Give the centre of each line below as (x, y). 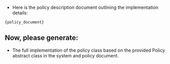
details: (20, 13)
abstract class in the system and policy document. (65, 55)
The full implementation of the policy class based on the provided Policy (89, 50)
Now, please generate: (42, 38)
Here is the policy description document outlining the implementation (85, 7)
